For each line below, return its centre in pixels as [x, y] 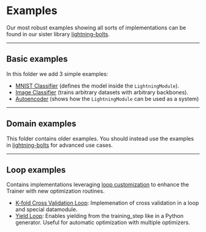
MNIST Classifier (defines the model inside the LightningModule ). [97, 86]
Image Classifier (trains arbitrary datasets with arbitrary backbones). [102, 92]
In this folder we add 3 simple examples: [57, 73]
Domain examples [41, 124]
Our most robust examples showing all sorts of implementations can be [96, 28]
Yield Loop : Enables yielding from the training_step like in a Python [99, 216]
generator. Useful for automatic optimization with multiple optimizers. [103, 223]
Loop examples [36, 170]
